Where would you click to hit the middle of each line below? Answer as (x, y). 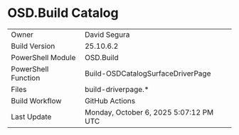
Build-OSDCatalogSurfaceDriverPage (148, 74)
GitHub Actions (110, 100)
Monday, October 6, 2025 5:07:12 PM (149, 112)
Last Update (31, 117)
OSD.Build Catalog (63, 13)
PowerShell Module (43, 57)
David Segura (107, 35)
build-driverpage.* (117, 89)
